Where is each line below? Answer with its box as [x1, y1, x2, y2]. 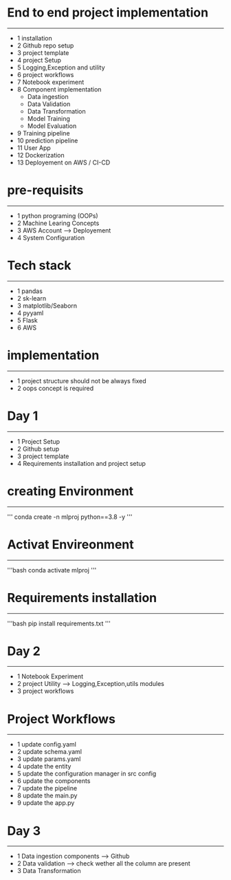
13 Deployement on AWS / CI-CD [16, 158, 111, 167]
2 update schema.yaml [16, 748, 82, 756]
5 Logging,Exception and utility [16, 63, 105, 72]
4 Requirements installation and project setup [16, 459, 146, 467]
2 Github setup [16, 444, 60, 453]
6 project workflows [16, 70, 74, 78]
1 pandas [16, 287, 43, 295]
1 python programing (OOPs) [16, 211, 98, 219]
